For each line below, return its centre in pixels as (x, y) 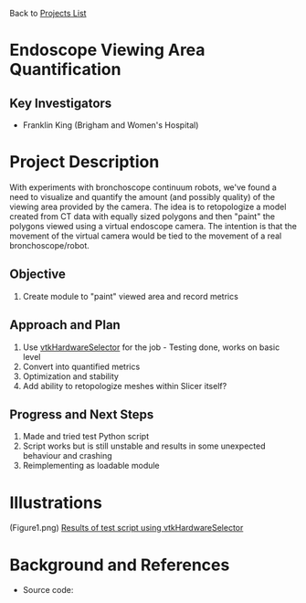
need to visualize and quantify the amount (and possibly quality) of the (142, 196)
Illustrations (56, 503)
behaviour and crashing (67, 456)
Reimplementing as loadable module (91, 466)
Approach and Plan (65, 325)
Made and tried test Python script (85, 437)
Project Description (84, 162)
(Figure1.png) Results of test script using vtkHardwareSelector (127, 528)
